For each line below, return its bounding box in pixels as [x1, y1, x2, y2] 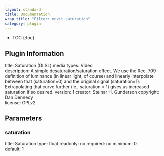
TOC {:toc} [12, 35, 35, 41]
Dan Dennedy [5, 94, 33, 100]
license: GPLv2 [5, 100, 36, 106]
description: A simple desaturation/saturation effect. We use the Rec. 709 [5, 68, 156, 74]
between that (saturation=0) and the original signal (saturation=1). [5, 78, 141, 85]
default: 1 [5, 146, 24, 152]
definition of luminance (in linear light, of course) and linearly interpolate [5, 73, 154, 79]
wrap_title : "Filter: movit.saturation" [5, 16, 91, 21]
